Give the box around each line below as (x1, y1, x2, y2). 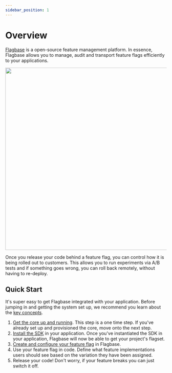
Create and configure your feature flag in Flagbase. (12, 341, 121, 347)
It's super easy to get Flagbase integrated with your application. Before (5, 299, 155, 305)
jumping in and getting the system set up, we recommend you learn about (5, 304, 161, 310)
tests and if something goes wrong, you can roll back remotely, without (5, 265, 155, 271)
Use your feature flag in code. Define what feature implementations (12, 346, 155, 353)
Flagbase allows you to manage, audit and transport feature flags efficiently (5, 52, 165, 58)
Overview (5, 29, 48, 41)
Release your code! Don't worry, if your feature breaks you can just (12, 358, 155, 364)
